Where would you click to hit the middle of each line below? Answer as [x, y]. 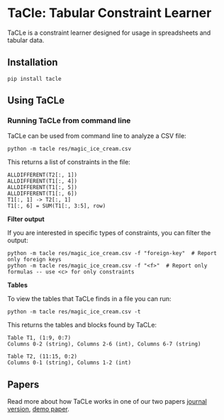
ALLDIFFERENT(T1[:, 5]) [43, 188]
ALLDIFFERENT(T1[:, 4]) [43, 181]
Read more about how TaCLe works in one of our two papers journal [107, 402]
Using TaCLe [36, 101]
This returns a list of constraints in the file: [69, 162]
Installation [33, 63]
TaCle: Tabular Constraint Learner [110, 13]
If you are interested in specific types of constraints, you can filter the [109, 233]
